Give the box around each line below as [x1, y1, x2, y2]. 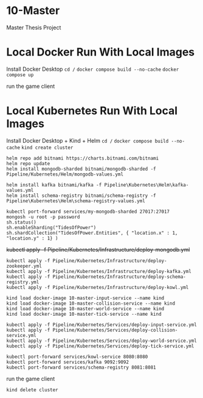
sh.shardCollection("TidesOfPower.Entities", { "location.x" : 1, [6, 230, 178, 236]
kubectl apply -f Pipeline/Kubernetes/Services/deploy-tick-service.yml [6, 343, 194, 349]
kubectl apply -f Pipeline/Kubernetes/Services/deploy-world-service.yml [6, 338, 198, 344]
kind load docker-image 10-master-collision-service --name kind [6, 300, 175, 307]
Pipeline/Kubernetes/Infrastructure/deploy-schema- [52, 274, 187, 280]
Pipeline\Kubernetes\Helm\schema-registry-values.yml [6, 197, 146, 204]
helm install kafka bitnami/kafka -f [6, 182, 102, 188]
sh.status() [6, 219, 36, 226]
